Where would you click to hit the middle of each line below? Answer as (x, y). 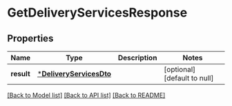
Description (137, 58)
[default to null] (189, 78)
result (21, 74)
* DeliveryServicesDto (74, 74)
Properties (30, 38)
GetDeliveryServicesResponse (97, 13)
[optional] (180, 69)
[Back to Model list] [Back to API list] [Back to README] (86, 95)
